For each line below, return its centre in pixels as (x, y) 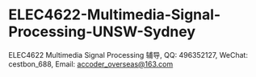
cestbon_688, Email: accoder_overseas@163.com (91, 64)
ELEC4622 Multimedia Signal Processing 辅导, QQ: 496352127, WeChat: (128, 55)
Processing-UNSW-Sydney (102, 32)
